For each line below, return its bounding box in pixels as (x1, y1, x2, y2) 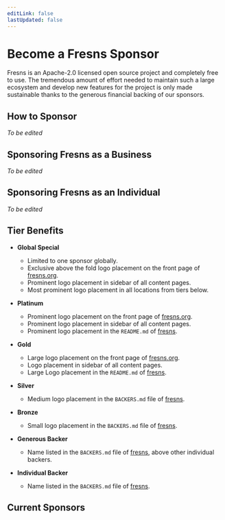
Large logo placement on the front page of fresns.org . (27, 353, 180, 361)
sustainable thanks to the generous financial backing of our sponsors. (7, 91, 204, 99)
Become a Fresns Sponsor (7, 46, 160, 62)
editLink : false (7, 10, 54, 17)
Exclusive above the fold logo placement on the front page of (27, 264, 200, 272)
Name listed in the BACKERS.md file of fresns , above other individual (27, 448, 215, 456)
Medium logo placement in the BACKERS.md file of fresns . (27, 394, 185, 403)
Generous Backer (16, 434, 68, 443)
